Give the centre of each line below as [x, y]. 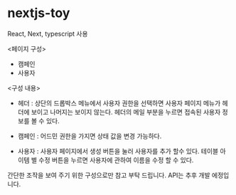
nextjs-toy [39, 13]
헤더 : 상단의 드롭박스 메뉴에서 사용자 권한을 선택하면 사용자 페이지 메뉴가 [119, 103]
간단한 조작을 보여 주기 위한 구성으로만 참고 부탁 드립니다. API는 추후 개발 [109, 175]
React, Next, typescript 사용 [48, 33]
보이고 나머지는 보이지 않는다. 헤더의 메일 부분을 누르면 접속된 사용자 [126, 112]
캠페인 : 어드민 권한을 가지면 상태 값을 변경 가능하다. [90, 136]
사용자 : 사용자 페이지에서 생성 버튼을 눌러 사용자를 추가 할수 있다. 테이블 [118, 151]
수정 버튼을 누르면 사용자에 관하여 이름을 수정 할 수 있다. [116, 160]
